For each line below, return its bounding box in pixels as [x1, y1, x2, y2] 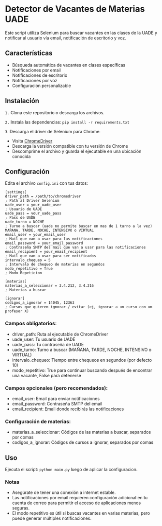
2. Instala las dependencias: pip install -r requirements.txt [5, 119, 130, 125]
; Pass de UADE [5, 215, 36, 220]
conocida [12, 153, 31, 159]
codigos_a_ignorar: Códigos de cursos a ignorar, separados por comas [12, 439, 154, 445]
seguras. [12, 505, 30, 511]
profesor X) [5, 309, 29, 314]
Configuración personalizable [12, 83, 71, 88]
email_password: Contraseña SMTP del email [12, 401, 103, 406]
